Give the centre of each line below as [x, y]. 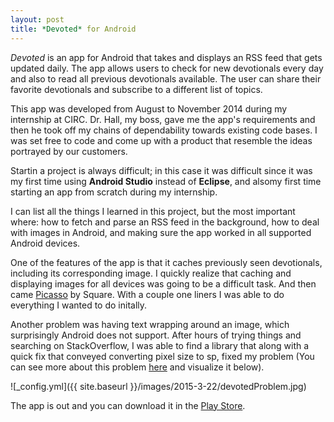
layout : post [37, 19]
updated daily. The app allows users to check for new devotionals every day [167, 68]
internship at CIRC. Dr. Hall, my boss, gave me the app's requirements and [163, 119]
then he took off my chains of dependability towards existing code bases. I [164, 130]
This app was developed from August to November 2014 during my [149, 108]
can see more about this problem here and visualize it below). [137, 367]
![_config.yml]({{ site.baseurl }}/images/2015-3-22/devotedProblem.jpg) [158, 386]
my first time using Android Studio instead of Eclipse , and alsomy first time [166, 181]
